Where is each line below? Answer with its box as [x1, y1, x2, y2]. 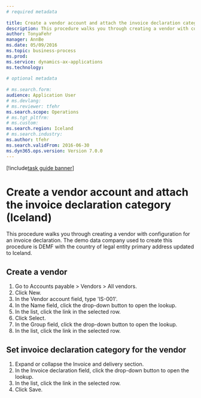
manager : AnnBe [6, 37, 44, 42]
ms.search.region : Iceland [6, 126, 74, 132]
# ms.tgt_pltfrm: [6, 114, 50, 120]
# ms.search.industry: [6, 131, 63, 138]
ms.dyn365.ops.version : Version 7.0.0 [6, 148, 103, 154]
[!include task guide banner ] [6, 164, 75, 171]
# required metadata [6, 8, 58, 15]
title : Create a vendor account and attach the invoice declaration [6, 20, 181, 26]
